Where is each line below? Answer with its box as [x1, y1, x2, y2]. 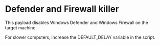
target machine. [5, 24, 37, 30]
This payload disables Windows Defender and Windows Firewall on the [5, 20, 148, 25]
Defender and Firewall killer [5, 3, 119, 15]
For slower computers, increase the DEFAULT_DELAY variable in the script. [5, 34, 156, 40]
